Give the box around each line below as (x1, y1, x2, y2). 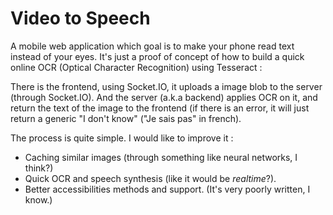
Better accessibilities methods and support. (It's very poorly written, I (24, 183, 311, 195)
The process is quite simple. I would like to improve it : (10, 132, 234, 144)
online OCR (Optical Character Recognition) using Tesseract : (10, 61, 263, 73)
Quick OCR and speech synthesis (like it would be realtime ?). (24, 172, 277, 184)
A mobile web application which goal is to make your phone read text (10, 40, 295, 52)
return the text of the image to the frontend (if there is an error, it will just (10, 102, 310, 114)
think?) (24, 162, 54, 174)
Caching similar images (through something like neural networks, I (24, 151, 298, 163)
